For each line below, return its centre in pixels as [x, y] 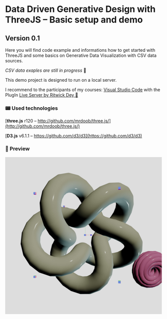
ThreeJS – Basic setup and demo [74, 20]
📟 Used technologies [32, 108]
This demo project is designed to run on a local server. [61, 80]
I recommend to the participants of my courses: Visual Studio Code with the [83, 90]
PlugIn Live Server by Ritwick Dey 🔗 [42, 95]
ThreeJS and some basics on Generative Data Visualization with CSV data [81, 55]
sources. [14, 61]
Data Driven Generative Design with [80, 9]
